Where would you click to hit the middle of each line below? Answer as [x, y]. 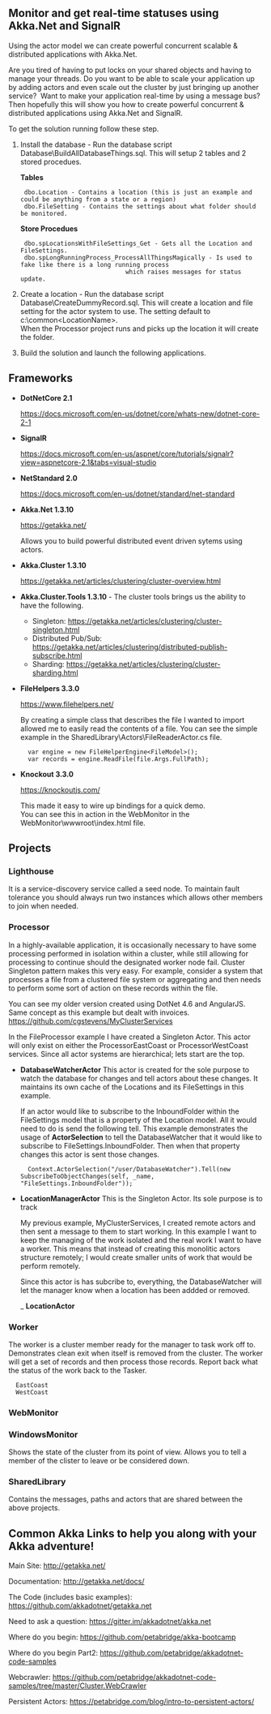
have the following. [52, 605]
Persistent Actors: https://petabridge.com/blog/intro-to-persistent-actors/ [131, 1702]
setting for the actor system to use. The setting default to [115, 311]
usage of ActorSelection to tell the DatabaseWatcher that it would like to [141, 1137]
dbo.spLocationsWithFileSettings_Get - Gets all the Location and [138, 243]
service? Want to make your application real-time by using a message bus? [134, 96]
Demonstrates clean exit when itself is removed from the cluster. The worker [136, 1353]
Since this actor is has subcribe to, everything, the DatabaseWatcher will [141, 1282]
